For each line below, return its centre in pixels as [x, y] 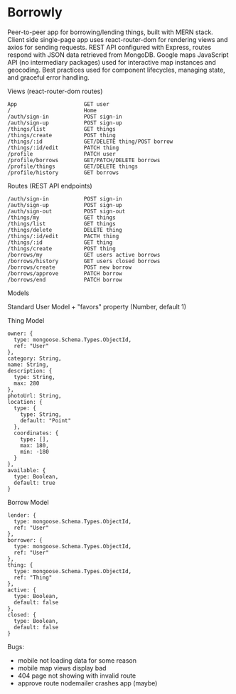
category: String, [34, 358]
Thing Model [26, 320]
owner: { [20, 333]
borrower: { [25, 540]
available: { [27, 470]
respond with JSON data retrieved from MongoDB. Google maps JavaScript [118, 55]
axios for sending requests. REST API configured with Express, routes [109, 47]
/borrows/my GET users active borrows [84, 255]
